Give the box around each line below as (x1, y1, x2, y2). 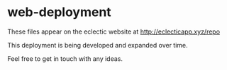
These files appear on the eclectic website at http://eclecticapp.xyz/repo (7, 27, 221, 36)
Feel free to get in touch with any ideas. (7, 54, 123, 63)
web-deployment (7, 4, 111, 20)
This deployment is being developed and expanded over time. (7, 41, 188, 49)
